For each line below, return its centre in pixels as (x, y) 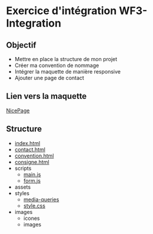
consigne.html (32, 162)
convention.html (34, 156)
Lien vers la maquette (46, 96)
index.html (27, 143)
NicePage (18, 111)
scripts (23, 168)
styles (22, 193)
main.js (32, 174)
